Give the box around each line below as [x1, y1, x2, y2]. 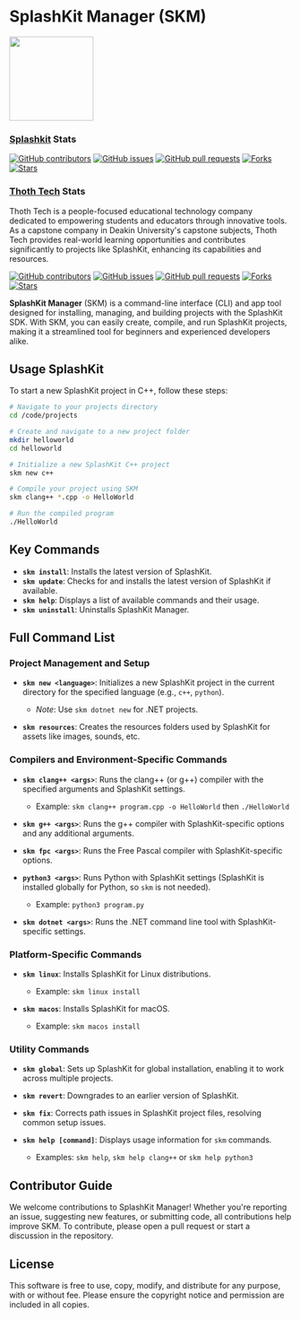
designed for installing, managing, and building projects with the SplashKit [9, 307, 284, 317]
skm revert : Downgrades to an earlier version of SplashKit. [21, 1090, 239, 1101]
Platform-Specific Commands [9, 948, 142, 960]
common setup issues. [21, 1117, 107, 1128]
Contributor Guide [9, 1177, 113, 1193]
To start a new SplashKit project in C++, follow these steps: [9, 386, 228, 396]
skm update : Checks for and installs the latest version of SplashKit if [21, 576, 271, 586]
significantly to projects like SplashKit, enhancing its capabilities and [9, 244, 261, 255]
